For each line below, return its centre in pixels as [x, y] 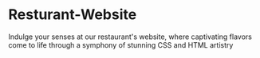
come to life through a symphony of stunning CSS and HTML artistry [121, 44]
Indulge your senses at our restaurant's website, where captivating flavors [130, 37]
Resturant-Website [73, 15]
